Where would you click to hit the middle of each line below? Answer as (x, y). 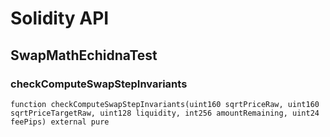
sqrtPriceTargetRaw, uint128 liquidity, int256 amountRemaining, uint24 (165, 113)
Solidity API (60, 18)
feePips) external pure (60, 122)
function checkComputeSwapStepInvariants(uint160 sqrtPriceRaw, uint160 (165, 104)
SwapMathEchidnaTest (84, 55)
